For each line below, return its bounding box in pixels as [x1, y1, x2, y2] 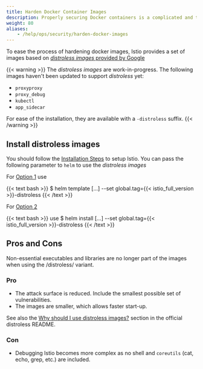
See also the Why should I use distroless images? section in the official [6, 315, 182, 322]
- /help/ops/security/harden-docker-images [17, 31, 129, 37]
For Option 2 [6, 203, 37, 210]
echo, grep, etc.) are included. [14, 356, 91, 363]
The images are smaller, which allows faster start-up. [14, 303, 147, 310]
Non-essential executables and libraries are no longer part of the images [6, 254, 187, 262]
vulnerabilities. [14, 297, 52, 304]
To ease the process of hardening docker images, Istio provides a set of [6, 48, 185, 55]
